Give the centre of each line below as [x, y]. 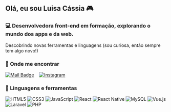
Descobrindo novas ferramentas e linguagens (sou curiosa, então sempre [83, 45]
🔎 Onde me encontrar [33, 64]
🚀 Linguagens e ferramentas [41, 88]
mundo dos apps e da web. [39, 34]
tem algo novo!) [22, 50]
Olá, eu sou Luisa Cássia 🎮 [49, 8]
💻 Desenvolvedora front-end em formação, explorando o [78, 26]
